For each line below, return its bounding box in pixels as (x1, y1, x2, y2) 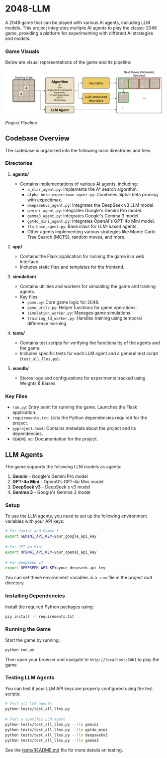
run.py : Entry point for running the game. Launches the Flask (12, 404, 138, 410)
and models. (5, 35, 31, 41)
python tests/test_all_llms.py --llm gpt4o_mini (5, 728, 108, 733)
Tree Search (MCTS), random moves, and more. (27, 234, 126, 240)
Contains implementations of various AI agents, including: (19, 181, 138, 187)
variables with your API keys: (5, 518, 65, 524)
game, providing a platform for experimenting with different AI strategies (5, 30, 153, 36)
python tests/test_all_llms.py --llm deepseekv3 (5, 733, 108, 738)
